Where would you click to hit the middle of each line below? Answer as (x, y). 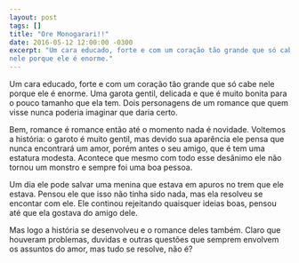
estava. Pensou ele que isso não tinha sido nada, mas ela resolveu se (136, 194)
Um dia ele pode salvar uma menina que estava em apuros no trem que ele (147, 184)
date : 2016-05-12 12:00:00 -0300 (71, 42)
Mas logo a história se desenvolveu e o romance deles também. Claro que (145, 230)
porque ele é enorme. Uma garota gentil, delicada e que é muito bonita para (148, 93)
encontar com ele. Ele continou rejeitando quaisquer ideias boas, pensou (143, 203)
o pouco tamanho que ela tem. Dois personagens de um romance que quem (149, 103)
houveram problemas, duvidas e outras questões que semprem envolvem (144, 239)
